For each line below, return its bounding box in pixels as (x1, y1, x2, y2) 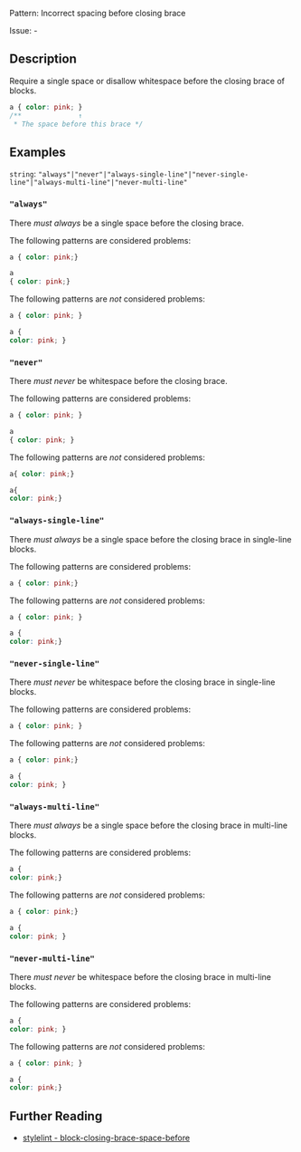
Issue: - (9, 25, 38, 35)
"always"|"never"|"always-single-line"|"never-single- (37, 170, 249, 179)
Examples (9, 144, 66, 159)
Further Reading (9, 1109, 103, 1124)
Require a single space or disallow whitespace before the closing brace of (9, 75, 285, 86)
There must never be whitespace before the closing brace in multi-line (9, 971, 272, 982)
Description (9, 52, 77, 67)
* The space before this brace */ (13, 120, 144, 129)
